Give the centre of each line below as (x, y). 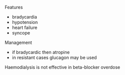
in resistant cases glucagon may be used (54, 57)
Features (14, 7)
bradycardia (24, 17)
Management (18, 42)
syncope (21, 33)
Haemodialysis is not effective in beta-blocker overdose (62, 67)
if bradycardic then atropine (41, 52)
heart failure (25, 27)
